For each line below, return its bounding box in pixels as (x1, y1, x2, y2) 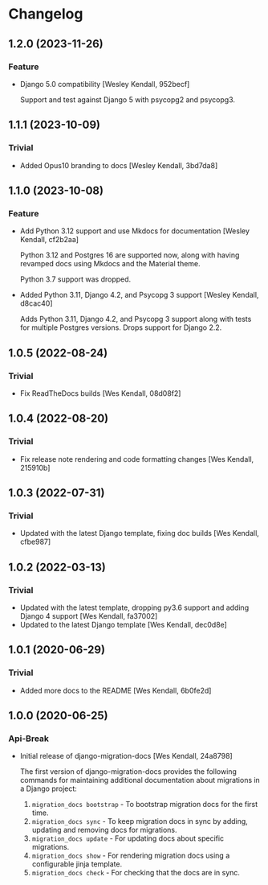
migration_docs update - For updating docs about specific (31, 834, 225, 843)
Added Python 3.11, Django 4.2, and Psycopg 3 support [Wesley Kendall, (19, 290, 259, 300)
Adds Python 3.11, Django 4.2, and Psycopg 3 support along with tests (19, 315, 252, 324)
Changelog (8, 5, 83, 23)
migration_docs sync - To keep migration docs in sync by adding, (31, 817, 249, 826)
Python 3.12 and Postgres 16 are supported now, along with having (19, 250, 240, 260)
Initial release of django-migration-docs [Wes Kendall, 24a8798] (19, 751, 233, 761)
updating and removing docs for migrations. (31, 825, 178, 835)
